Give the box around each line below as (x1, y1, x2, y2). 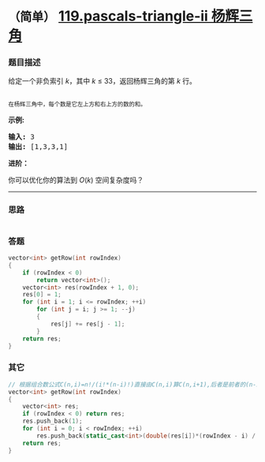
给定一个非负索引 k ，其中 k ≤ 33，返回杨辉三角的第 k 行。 (8, 76, 197, 86)
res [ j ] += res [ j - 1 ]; (50, 320, 125, 328)
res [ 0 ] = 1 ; (22, 291, 62, 299)
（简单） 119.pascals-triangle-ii (8, 7, 209, 25)
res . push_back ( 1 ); (22, 417, 83, 426)
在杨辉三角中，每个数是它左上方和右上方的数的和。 (8, 100, 147, 109)
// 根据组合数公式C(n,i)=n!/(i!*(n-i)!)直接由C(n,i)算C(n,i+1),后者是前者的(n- (8, 380, 256, 389)
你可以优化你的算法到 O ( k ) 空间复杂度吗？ (8, 175, 144, 185)
